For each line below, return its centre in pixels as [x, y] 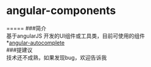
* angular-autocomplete [36, 43]
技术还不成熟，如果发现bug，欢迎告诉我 [57, 57]
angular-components [61, 11]
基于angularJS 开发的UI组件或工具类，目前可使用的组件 [75, 36]
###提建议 [19, 50]
